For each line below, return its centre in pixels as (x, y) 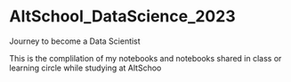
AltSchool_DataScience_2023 (122, 16)
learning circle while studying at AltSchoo (85, 68)
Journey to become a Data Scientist (75, 41)
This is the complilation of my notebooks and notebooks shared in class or (145, 58)
